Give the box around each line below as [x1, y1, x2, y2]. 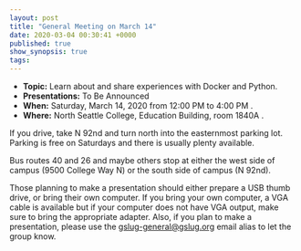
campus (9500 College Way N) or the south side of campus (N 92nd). [9, 165, 272, 175]
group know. [9, 231, 57, 242]
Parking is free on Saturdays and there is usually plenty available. [9, 138, 255, 148]
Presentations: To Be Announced [22, 90, 150, 101]
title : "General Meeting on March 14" [9, 22, 157, 31]
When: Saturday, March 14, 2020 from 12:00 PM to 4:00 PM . [22, 100, 254, 110]
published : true [9, 38, 71, 48]
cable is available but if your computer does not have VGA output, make [9, 202, 279, 213]
